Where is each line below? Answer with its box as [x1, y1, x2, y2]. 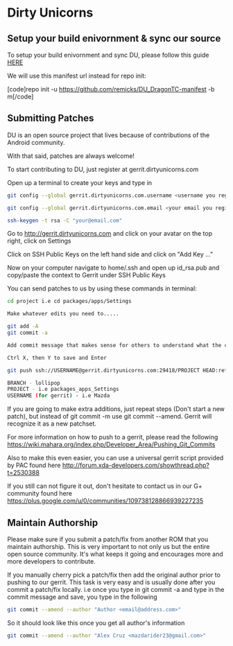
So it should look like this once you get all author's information [7, 618, 185, 627]
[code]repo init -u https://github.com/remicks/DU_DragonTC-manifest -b [7, 85, 215, 93]
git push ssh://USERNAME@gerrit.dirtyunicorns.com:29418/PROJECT [7, 367, 200, 374]
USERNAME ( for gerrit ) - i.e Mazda [7, 392, 110, 399]
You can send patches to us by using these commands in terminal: [7, 284, 198, 293]
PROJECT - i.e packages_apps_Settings [7, 386, 119, 393]
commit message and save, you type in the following [7, 593, 157, 601]
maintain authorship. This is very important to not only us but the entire [7, 543, 210, 550]
